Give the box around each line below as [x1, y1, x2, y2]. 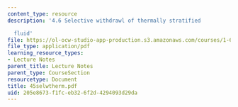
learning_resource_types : [7, 50, 84, 57]
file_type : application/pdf [7, 43, 91, 50]
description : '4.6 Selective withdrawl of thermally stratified [7, 17, 201, 24]
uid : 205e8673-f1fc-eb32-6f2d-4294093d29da [7, 89, 138, 96]
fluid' [13, 30, 33, 37]
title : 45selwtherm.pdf [7, 82, 78, 89]
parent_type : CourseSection [7, 69, 91, 77]
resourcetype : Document [7, 76, 78, 83]
